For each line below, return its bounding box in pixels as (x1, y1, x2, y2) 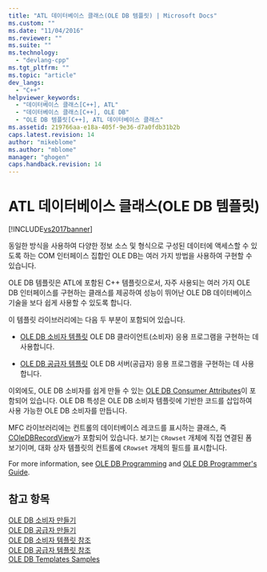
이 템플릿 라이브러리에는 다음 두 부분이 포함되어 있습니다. (8, 315, 185, 325)
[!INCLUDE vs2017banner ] (8, 225, 94, 234)
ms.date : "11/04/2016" (8, 26, 84, 34)
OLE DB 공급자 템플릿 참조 (8, 545, 92, 554)
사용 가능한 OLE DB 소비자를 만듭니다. (8, 406, 128, 416)
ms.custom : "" (8, 19, 56, 27)
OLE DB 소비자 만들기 (8, 515, 77, 525)
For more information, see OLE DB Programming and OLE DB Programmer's (8, 459, 257, 469)
